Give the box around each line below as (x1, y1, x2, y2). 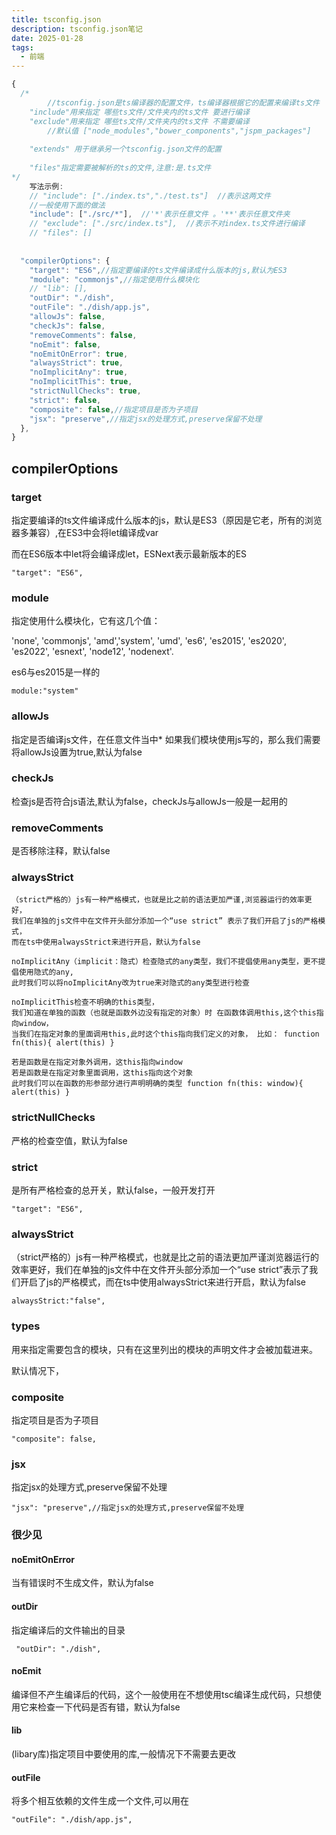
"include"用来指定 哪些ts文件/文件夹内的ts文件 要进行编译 (29, 107, 250, 117)
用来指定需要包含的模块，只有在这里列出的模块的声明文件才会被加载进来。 (11, 1343, 318, 1355)
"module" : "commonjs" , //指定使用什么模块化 (29, 274, 200, 285)
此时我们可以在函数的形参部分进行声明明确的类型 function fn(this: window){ (11, 1079, 304, 1089)
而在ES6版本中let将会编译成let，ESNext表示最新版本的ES (11, 547, 248, 560)
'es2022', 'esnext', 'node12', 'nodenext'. (11, 646, 174, 658)
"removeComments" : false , (29, 330, 138, 340)
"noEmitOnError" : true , (29, 349, 129, 359)
